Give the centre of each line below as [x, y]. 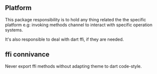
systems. [14, 30]
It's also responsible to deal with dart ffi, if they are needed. [64, 39]
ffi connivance [27, 54]
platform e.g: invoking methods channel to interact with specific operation [79, 25]
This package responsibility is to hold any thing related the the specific [76, 19]
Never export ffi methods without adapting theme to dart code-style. [73, 66]
